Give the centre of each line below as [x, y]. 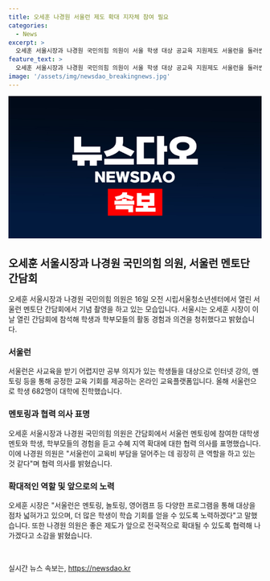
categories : [28, 25]
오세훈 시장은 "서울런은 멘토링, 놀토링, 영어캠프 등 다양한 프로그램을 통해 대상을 [132, 505]
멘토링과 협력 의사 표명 [49, 414]
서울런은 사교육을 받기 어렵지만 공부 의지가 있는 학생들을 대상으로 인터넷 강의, [129, 371]
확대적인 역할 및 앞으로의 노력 [61, 486]
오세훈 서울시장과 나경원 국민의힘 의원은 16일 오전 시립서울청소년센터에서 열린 [130, 299]
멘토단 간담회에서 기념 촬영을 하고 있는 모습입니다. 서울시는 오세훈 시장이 [137, 309]
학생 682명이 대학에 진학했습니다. [69, 391]
